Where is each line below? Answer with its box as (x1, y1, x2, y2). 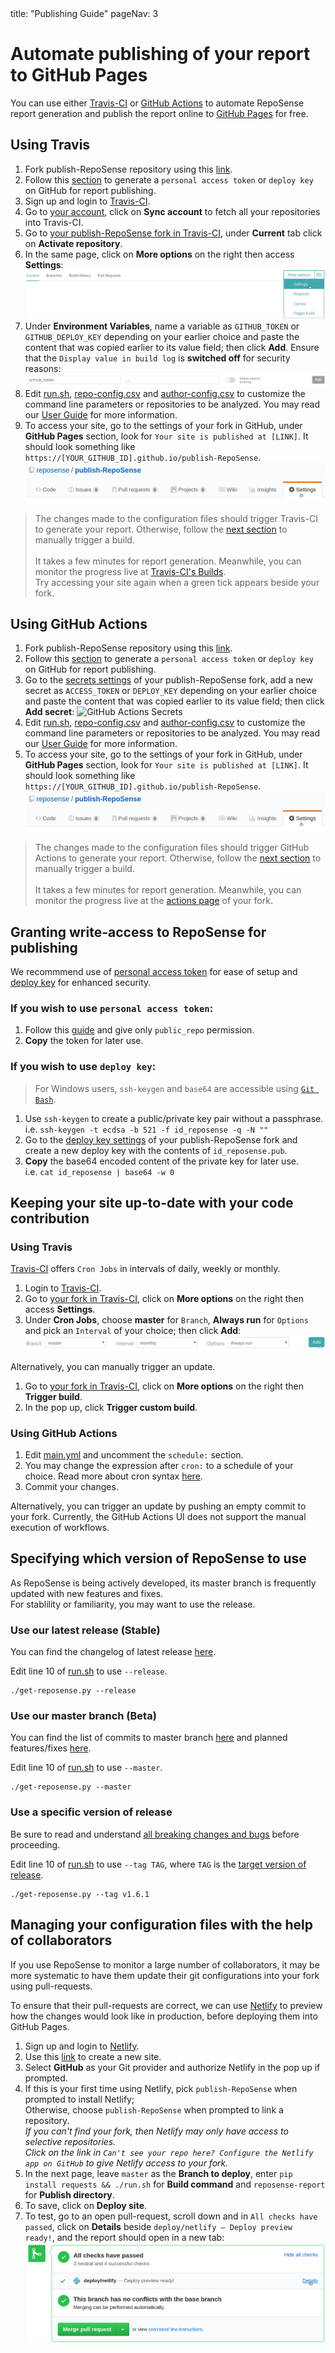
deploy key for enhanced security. (10, 976, 152, 988)
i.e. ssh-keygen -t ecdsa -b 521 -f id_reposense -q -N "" (24, 1123, 269, 1135)
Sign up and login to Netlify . (24, 2040, 140, 2052)
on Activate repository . (24, 237, 123, 249)
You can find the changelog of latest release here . (10, 1646, 217, 1658)
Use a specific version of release (10, 1805, 173, 1819)
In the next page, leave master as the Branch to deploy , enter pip (24, 2167, 293, 2179)
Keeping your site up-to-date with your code (10, 1194, 294, 1211)
